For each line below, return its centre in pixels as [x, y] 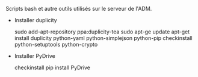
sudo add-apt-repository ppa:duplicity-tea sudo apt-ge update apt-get [102, 32]
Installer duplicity [36, 20]
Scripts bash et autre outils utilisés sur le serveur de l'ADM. [79, 9]
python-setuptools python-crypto [56, 44]
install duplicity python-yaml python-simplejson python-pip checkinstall [104, 38]
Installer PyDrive [35, 56]
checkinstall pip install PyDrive [52, 67]
